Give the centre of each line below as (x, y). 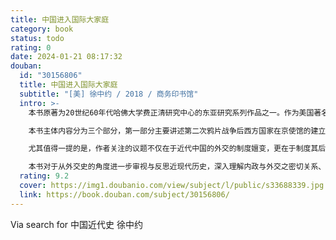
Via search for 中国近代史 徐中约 (76, 224)
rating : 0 (31, 47)
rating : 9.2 (44, 176)
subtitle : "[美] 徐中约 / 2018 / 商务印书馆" (109, 94)
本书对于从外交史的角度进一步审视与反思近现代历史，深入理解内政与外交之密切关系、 (177, 167)
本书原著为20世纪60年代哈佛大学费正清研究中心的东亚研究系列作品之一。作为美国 (171, 112)
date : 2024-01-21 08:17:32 (66, 57)
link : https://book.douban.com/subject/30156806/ (124, 194)
